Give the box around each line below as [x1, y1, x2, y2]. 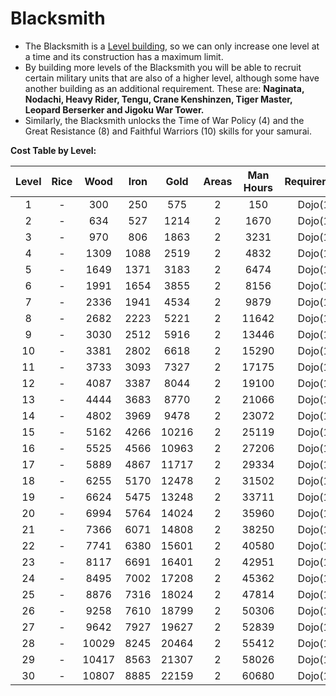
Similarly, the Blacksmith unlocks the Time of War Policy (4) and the [24, 114, 305, 126]
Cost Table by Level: [10, 144, 97, 156]
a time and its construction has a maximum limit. [24, 50, 224, 62]
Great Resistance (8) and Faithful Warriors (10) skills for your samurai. [24, 125, 312, 137]
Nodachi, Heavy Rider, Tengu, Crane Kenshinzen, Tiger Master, [24, 93, 293, 105]
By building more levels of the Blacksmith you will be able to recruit [24, 61, 302, 73]
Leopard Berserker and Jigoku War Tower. [24, 103, 205, 116]
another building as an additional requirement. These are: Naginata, [24, 82, 305, 94]
